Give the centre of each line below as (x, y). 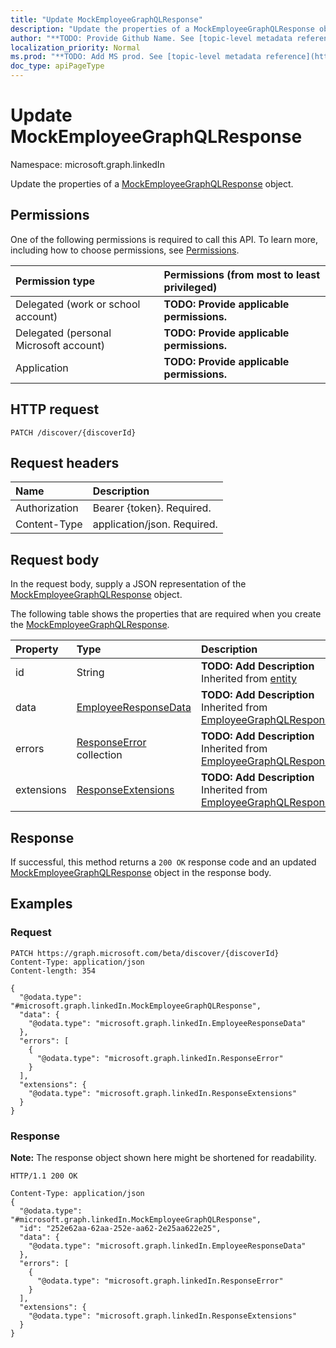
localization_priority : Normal (75, 47)
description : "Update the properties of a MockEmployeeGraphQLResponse (162, 29)
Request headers (65, 462)
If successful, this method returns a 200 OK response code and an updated (163, 862)
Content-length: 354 (53, 971)
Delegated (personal (63, 333)
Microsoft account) (60, 345)
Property (37, 649)
